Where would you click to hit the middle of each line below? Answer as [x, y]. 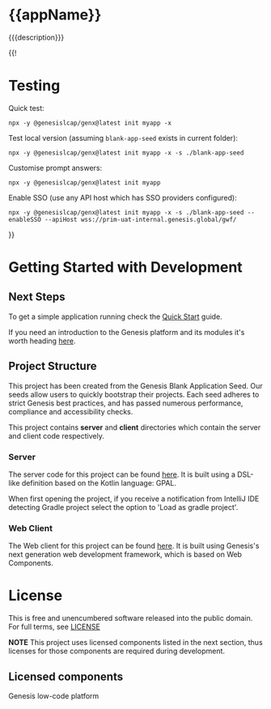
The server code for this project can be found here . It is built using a [122, 474]
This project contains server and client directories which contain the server [135, 427]
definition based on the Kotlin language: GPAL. [99, 482]
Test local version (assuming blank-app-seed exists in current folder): [123, 138]
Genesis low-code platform [54, 696]
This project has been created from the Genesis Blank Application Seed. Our [135, 385]
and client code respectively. [57, 435]
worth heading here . [42, 341]
